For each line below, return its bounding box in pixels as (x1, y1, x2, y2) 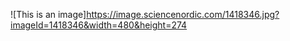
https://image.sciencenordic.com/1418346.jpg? (86, 9, 280, 20)
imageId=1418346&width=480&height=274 (10, 19, 188, 31)
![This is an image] (10, 9, 87, 20)
